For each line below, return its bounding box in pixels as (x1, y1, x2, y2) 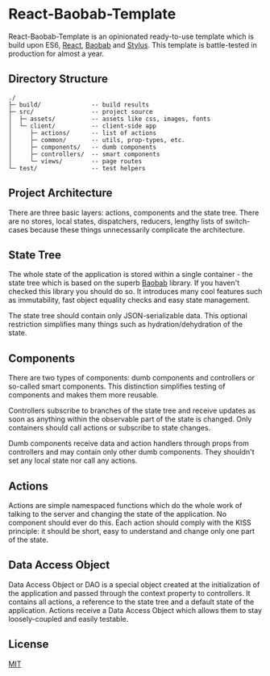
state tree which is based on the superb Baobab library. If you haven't (8, 278, 240, 288)
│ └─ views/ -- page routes (8, 157, 143, 166)
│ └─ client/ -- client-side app (8, 122, 157, 130)
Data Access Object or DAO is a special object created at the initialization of (8, 579, 260, 590)
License (8, 637, 49, 651)
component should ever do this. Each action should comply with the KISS (8, 518, 251, 527)
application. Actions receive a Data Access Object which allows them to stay (8, 605, 263, 615)
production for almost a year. (8, 48, 105, 58)
